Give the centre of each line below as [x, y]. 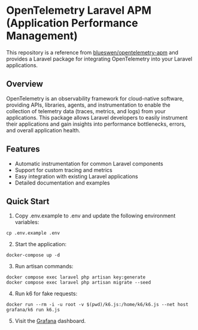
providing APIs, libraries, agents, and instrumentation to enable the [88, 105]
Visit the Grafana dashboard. [50, 321]
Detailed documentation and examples [62, 183]
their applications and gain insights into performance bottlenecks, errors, [96, 124]
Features [23, 149]
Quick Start [28, 201]
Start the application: [41, 244]
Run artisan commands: [44, 267]
